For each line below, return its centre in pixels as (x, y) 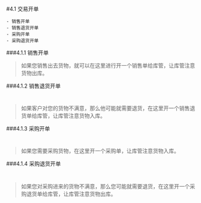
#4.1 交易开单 (23, 9)
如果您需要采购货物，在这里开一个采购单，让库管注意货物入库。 (100, 151)
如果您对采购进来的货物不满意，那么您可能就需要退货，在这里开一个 (105, 186)
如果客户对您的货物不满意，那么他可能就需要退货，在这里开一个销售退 (108, 108)
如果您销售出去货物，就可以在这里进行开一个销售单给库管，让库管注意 (108, 66)
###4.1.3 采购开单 (28, 129)
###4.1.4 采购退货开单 (34, 164)
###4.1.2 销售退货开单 (34, 86)
